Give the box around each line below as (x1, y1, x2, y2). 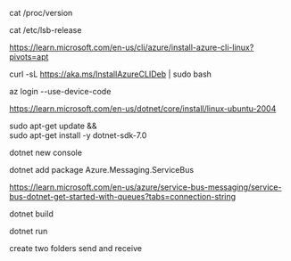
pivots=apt (9, 52, 49, 61)
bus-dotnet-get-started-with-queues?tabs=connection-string (9, 192, 237, 201)
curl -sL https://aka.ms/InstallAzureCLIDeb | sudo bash (9, 69, 212, 79)
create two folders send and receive (9, 243, 143, 253)
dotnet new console (9, 147, 83, 158)
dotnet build (9, 208, 54, 219)
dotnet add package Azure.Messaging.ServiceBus (9, 165, 195, 175)
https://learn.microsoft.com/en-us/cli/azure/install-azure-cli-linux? (9, 42, 254, 53)
